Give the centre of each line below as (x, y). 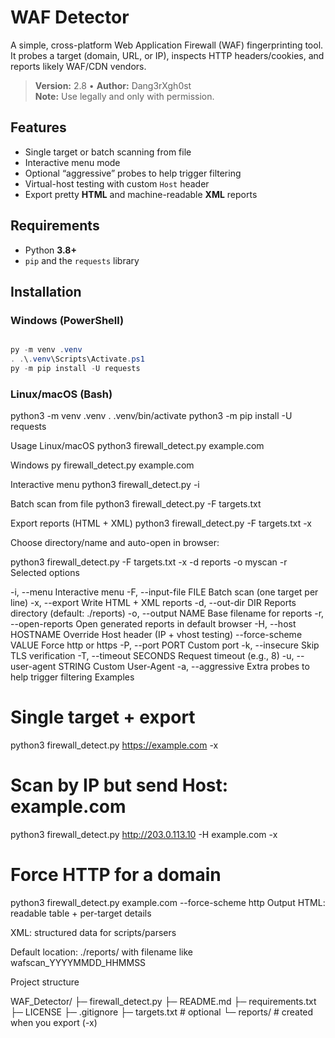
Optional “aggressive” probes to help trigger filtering (133, 173)
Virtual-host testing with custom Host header (117, 183)
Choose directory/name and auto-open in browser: (115, 543)
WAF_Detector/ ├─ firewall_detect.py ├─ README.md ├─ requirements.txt (163, 1001)
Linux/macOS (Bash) (61, 394)
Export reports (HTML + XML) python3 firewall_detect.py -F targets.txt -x (161, 523)
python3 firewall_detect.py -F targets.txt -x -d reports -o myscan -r (149, 562)
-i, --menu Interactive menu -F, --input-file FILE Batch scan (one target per (164, 592)
